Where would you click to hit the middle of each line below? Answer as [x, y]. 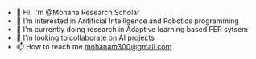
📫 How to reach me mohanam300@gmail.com [94, 47]
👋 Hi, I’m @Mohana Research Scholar [78, 12]
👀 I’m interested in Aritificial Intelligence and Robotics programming [127, 21]
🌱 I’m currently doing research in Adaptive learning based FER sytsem [132, 29]
